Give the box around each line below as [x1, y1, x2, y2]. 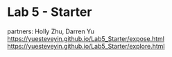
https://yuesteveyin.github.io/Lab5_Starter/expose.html [7, 34, 165, 42]
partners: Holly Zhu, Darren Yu [7, 27, 95, 35]
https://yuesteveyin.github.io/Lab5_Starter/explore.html [7, 42, 165, 50]
